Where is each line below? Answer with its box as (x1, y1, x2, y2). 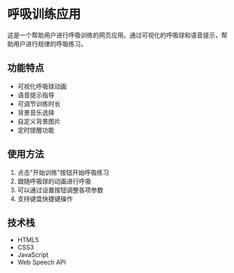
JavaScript (17, 251, 49, 259)
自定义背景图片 (17, 117, 61, 125)
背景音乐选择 (17, 108, 54, 116)
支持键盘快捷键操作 (17, 194, 73, 203)
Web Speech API (17, 258, 66, 267)
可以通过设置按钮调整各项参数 (17, 185, 103, 194)
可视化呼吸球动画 (17, 82, 67, 90)
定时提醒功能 (17, 125, 54, 134)
